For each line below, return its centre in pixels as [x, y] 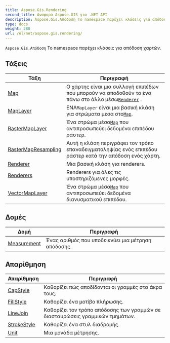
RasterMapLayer [27, 128]
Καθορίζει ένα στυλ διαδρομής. [82, 325]
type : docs [17, 24]
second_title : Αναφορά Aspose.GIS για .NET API [56, 15]
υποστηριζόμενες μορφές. [98, 178]
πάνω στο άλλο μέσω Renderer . [104, 99]
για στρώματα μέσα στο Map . [100, 113]
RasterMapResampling [35, 149]
